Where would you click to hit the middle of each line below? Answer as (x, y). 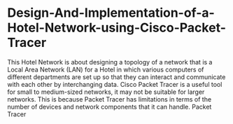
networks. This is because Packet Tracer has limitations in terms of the (110, 99)
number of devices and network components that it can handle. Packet (110, 106)
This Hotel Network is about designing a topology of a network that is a (110, 62)
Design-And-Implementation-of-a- (111, 13)
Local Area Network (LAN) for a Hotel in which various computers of (106, 69)
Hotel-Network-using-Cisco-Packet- (116, 28)
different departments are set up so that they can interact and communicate (116, 77)
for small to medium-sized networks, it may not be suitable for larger (106, 92)
